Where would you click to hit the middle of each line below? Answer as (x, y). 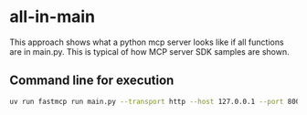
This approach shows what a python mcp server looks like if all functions (147, 42)
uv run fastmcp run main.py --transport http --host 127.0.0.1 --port (147, 101)
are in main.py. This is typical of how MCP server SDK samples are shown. (149, 51)
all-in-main (53, 17)
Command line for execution (92, 81)
